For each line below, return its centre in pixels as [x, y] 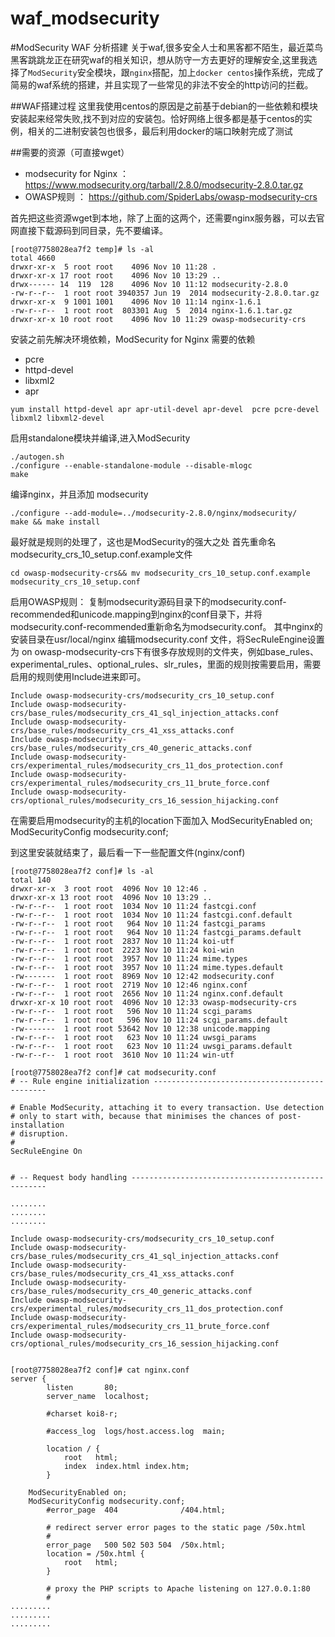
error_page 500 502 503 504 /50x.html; [136, 1545]
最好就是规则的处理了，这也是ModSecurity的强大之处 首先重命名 [143, 541]
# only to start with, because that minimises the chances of [142, 1116]
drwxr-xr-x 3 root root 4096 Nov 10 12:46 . [109, 888]
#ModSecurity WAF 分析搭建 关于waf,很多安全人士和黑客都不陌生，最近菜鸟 [166, 47]
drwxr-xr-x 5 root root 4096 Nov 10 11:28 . [113, 267]
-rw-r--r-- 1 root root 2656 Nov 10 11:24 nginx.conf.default [147, 993]
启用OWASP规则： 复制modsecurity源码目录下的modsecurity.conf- [148, 601]
